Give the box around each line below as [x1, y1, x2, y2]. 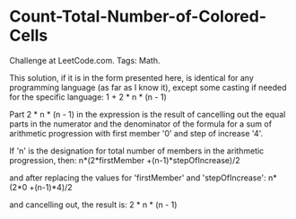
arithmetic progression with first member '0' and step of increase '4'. [9, 127, 264, 138]
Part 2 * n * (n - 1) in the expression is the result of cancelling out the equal [9, 109, 286, 119]
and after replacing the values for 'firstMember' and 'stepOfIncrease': [9, 172, 266, 183]
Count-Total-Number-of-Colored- [9, 6, 267, 27]
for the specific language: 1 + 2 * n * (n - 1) [9, 92, 168, 102]
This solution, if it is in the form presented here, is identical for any [9, 72, 254, 83]
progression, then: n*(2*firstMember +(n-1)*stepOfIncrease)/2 [9, 154, 240, 165]
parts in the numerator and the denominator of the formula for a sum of [9, 118, 272, 129]
